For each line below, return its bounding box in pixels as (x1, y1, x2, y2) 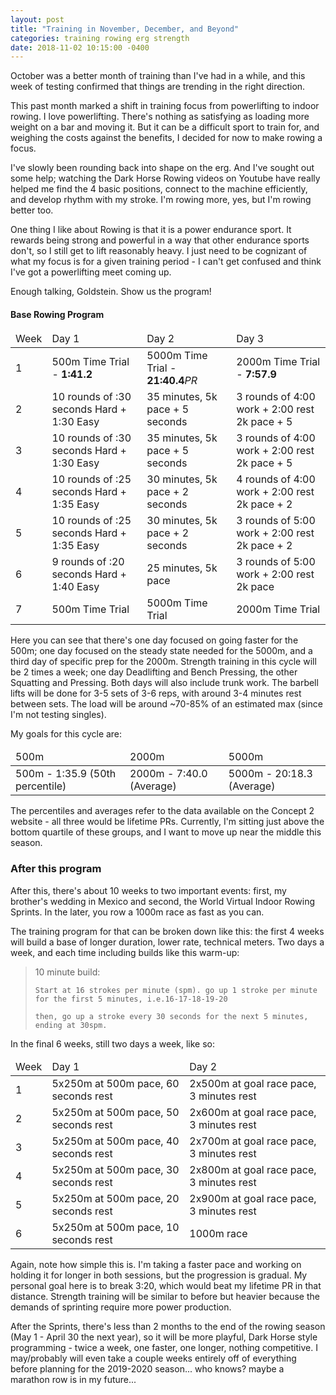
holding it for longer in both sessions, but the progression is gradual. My (10, 1269, 308, 1281)
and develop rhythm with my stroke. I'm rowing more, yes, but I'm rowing (10, 194, 312, 206)
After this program (10, 862, 102, 876)
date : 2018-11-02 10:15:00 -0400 (10, 42, 150, 53)
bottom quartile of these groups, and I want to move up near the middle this (10, 826, 322, 838)
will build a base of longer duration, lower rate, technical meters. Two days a (10, 936, 325, 948)
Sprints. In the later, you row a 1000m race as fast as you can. (10, 906, 265, 918)
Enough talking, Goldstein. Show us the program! (10, 286, 212, 298)
